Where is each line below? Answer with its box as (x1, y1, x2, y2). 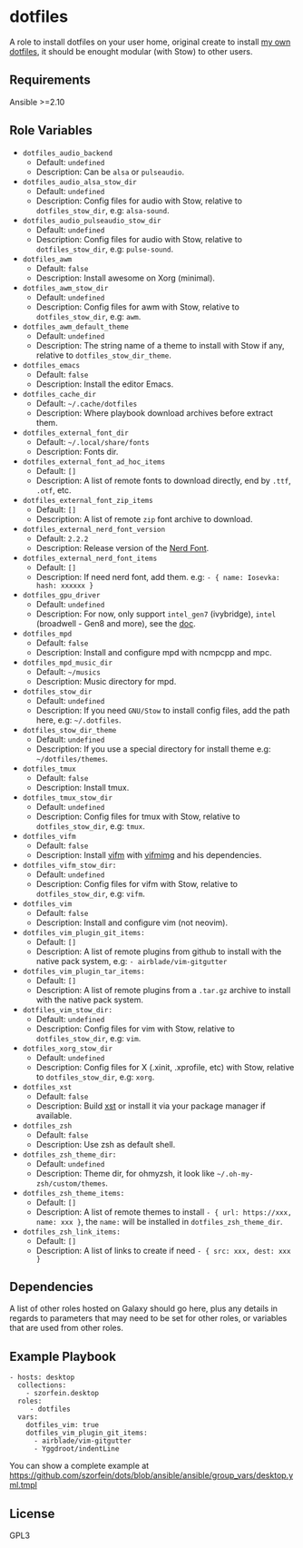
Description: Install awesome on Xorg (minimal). (35, 272, 216, 283)
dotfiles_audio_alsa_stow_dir (22, 177, 138, 187)
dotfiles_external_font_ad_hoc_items (22, 457, 166, 467)
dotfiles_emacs (22, 360, 81, 370)
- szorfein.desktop (25, 1389, 100, 1398)
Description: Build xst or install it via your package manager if (35, 1100, 266, 1111)
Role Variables (9, 123, 93, 138)
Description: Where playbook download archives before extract (35, 407, 274, 419)
